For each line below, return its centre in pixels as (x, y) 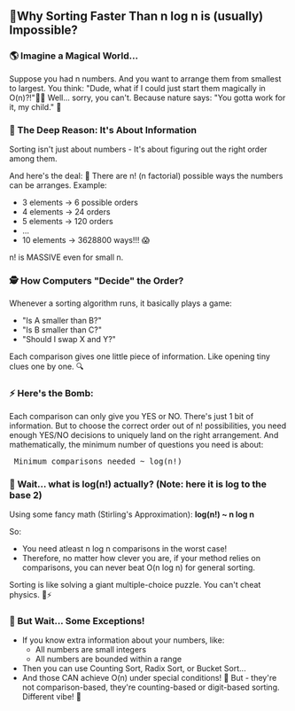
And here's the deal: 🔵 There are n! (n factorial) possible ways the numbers (146, 176)
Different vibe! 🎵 (51, 697)
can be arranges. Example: (58, 185)
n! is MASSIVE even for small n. (66, 257)
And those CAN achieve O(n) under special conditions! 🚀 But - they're (149, 678)
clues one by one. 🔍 (47, 367)
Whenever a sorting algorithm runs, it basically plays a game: (120, 303)
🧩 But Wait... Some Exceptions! (77, 621)
